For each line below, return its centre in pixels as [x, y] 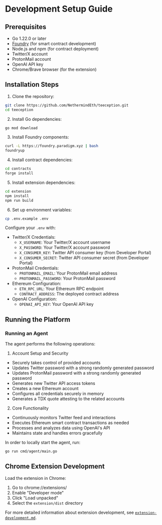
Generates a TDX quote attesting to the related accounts [68, 399]
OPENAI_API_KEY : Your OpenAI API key [56, 304]
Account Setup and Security [40, 353]
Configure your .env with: [30, 228]
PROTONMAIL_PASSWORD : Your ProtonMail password [67, 279]
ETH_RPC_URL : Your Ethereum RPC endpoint [61, 289]
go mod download [21, 128]
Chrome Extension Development [55, 467]
